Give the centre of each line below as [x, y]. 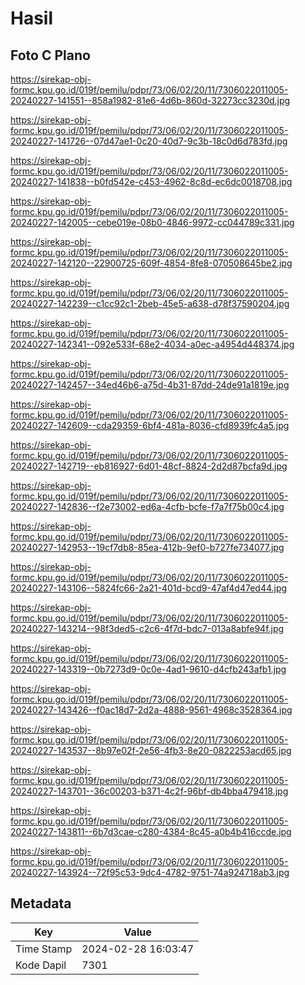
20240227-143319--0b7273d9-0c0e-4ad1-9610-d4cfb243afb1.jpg [148, 669]
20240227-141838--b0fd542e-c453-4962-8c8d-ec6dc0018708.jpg [151, 181]
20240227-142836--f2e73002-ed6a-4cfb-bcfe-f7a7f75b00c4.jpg [147, 506]
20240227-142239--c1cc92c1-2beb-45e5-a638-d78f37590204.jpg [150, 303]
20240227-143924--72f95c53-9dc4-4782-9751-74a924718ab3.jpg [150, 872]
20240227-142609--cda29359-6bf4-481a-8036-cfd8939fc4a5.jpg [150, 425]
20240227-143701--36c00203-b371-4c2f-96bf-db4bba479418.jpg [149, 791]
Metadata [41, 903]
